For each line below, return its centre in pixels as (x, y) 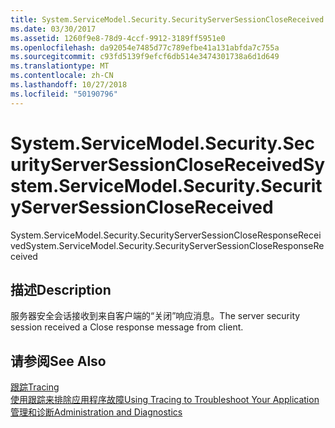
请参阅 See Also (58, 361)
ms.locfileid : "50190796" (64, 94)
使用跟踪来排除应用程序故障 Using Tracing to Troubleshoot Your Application (165, 400)
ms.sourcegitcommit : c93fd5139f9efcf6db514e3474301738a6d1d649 (145, 57)
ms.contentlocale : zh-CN (62, 76)
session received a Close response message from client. (127, 327)
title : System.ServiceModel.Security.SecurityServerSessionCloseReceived (167, 19)
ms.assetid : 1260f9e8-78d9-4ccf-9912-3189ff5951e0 (118, 38)
